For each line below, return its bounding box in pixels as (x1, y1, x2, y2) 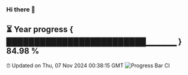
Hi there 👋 (6, 5, 36, 14)
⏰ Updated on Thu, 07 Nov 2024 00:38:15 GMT (6, 62, 124, 69)
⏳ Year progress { (6, 24, 74, 35)
